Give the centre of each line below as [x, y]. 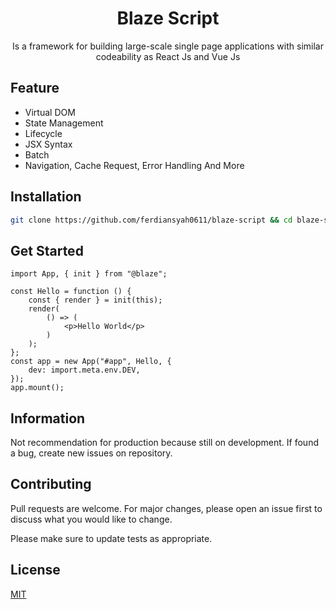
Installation [46, 197]
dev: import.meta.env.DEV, [84, 370]
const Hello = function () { [71, 292]
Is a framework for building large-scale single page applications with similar [168, 46]
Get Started [47, 250]
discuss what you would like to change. [91, 519]
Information [48, 418]
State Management [64, 123]
